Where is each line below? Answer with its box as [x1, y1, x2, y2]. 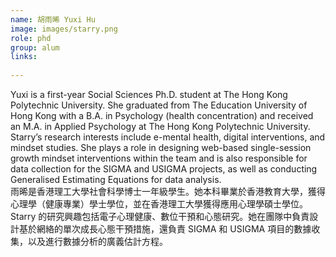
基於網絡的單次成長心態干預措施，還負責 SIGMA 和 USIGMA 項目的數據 [18, 223, 312, 235]
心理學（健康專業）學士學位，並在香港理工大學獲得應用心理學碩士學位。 [10, 198, 308, 210]
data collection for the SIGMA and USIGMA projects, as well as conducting [10, 163, 318, 175]
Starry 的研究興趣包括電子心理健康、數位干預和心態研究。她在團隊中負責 [10, 211, 310, 222]
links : [10, 52, 38, 62]
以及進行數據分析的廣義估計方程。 [27, 236, 168, 247]
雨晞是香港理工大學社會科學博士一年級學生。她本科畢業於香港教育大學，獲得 [10, 186, 326, 197]
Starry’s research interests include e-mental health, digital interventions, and [10, 131, 326, 143]
